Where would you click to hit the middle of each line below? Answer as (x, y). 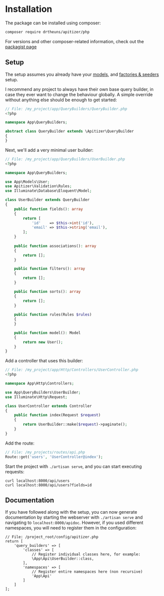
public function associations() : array (55, 246)
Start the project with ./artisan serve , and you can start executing (74, 466)
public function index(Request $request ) (57, 415)
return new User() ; (43, 342)
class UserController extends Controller (49, 406)
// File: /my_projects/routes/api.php (45, 452)
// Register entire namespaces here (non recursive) (87, 572)
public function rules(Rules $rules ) (53, 315)
